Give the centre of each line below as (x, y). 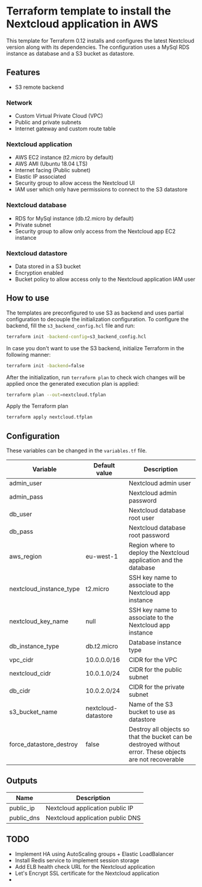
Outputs (22, 781)
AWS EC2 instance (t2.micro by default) (64, 158)
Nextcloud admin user (160, 483)
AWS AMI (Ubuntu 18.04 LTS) (51, 164)
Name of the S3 (151, 705)
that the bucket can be (160, 737)
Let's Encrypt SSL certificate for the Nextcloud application (87, 873)
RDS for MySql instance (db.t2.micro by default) (74, 218)
